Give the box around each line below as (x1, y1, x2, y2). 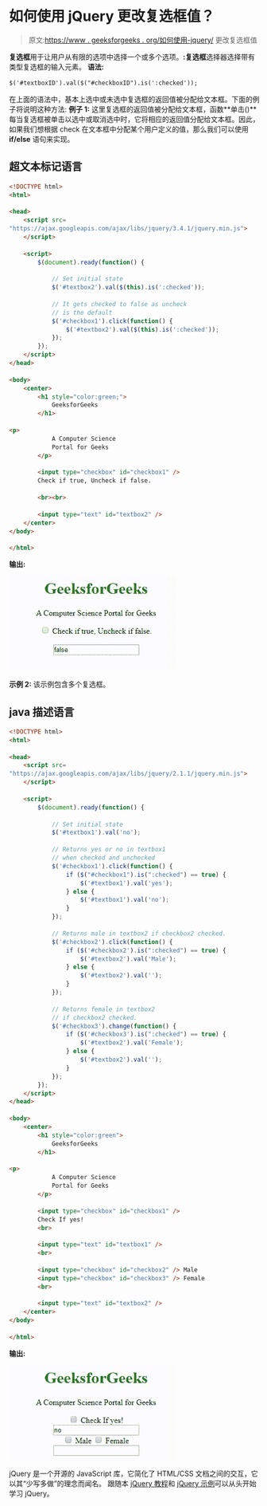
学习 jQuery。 (9, 1488, 54, 1498)
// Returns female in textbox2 (51, 1005, 156, 1013)
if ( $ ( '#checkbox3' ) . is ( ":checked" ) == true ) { (65, 1030, 226, 1039)
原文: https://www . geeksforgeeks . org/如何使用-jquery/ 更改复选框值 (28, 35, 257, 45)
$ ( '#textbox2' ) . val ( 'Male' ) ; (79, 954, 177, 963)
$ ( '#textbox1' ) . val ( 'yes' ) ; (79, 879, 173, 887)
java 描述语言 (9, 705, 75, 718)
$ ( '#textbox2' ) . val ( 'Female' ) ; (79, 1039, 184, 1047)
